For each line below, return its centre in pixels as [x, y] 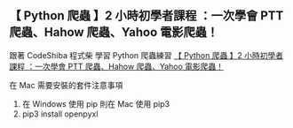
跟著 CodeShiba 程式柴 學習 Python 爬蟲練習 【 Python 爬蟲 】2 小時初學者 [146, 55]
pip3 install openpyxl [60, 114]
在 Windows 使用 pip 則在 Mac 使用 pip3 [96, 103]
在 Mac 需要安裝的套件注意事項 [66, 85]
